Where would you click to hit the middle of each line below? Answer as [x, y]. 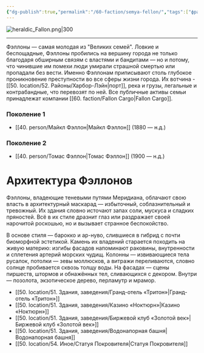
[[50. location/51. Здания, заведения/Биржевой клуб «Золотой [95, 318]
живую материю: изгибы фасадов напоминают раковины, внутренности [100, 248]
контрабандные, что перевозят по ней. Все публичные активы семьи [96, 92]
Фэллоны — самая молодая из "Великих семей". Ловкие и [83, 47]
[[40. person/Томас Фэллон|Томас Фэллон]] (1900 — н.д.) [90, 156]
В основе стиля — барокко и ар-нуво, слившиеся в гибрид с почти [93, 235]
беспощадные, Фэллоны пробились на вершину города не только [92, 53]
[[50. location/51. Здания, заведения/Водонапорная [81, 331]
